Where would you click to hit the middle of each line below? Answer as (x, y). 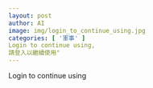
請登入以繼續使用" (34, 53)
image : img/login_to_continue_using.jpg (77, 30)
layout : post (30, 16)
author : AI (27, 23)
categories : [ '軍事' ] (47, 38)
